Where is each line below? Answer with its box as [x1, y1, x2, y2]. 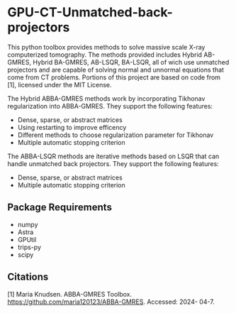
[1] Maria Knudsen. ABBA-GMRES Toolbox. [7, 290, 133, 298]
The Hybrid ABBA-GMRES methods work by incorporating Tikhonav [7, 94, 206, 103]
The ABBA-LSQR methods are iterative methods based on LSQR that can [7, 152, 220, 160]
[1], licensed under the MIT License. [7, 80, 112, 89]
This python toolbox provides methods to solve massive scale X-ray [7, 43, 206, 51]
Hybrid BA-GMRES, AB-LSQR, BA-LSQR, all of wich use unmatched [33, 57, 230, 66]
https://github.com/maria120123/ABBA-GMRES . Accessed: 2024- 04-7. [7, 297, 215, 306]
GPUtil [17, 235, 37, 243]
